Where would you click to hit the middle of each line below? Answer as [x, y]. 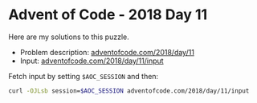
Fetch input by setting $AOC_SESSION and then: [84, 76]
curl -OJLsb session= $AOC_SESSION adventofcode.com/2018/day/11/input [129, 91]
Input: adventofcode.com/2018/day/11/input [92, 61]
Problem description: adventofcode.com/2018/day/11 [107, 52]
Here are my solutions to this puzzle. [69, 37]
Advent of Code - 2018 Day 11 [108, 15]
